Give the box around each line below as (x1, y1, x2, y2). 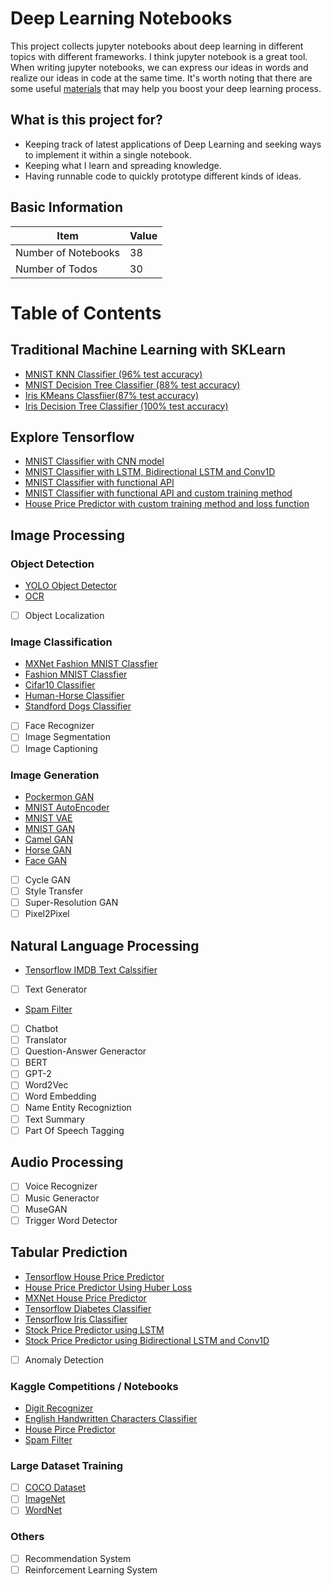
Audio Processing (10, 1154, 124, 1171)
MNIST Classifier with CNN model (24, 455, 165, 467)
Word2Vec (24, 1079, 69, 1091)
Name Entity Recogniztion (24, 1102, 132, 1114)
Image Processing (10, 527, 125, 544)
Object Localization (24, 610, 105, 622)
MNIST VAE (24, 812, 73, 824)
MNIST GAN (24, 822, 75, 834)
